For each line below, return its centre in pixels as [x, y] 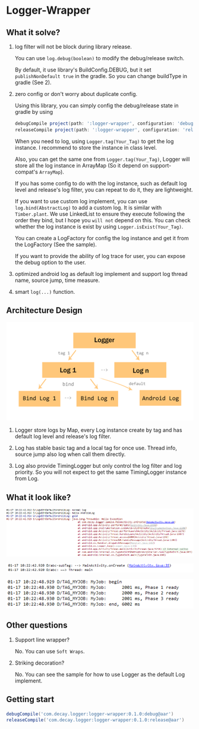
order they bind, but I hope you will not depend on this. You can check [103, 220]
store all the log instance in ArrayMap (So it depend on [81, 165]
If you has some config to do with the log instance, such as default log [101, 183]
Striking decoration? [40, 663]
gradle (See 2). [33, 82]
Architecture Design [44, 311]
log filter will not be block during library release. [73, 46]
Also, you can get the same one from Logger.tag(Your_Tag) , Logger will [102, 159]
